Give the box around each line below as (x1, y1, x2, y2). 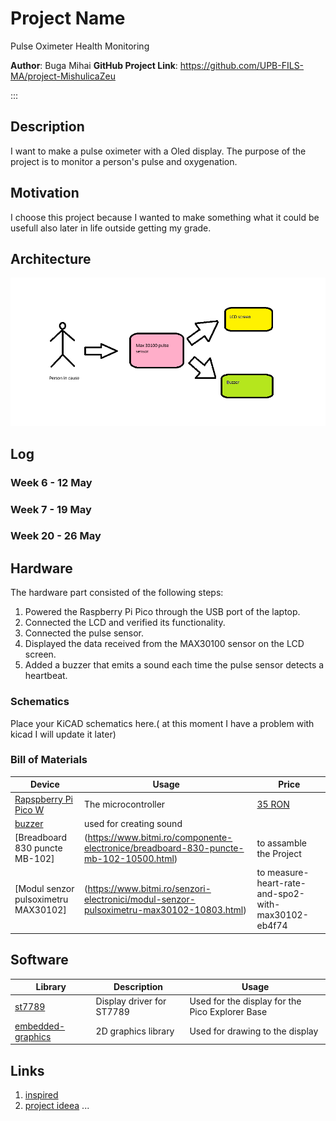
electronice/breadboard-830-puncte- (83, 842, 245, 854)
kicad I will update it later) (10, 728, 117, 740)
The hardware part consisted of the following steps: (10, 587, 224, 599)
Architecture (10, 250, 92, 267)
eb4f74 (256, 920, 288, 932)
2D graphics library (95, 1025, 175, 1037)
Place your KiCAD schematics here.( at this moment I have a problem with (10, 717, 315, 729)
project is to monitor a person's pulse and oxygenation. (10, 155, 238, 167)
